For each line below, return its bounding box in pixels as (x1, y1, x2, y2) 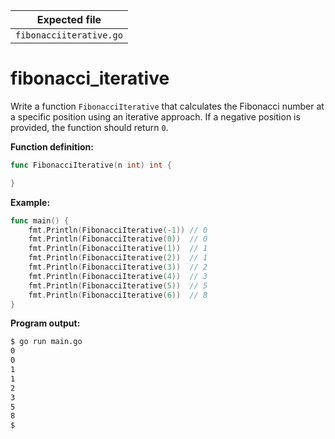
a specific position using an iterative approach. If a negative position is (10, 110, 301, 123)
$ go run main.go (10, 337, 83, 347)
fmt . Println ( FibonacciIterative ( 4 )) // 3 (28, 271, 208, 281)
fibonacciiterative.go (15, 30, 123, 41)
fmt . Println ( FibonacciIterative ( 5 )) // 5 (28, 280, 208, 291)
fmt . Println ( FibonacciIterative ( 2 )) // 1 (28, 253, 208, 263)
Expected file (36, 13, 102, 26)
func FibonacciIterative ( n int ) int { (10, 160, 172, 170)
